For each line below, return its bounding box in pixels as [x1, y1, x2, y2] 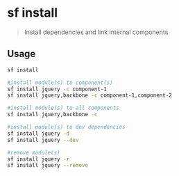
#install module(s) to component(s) [7, 79, 113, 86]
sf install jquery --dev [7, 136, 79, 143]
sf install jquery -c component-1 [7, 86, 108, 93]
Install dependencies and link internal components [24, 28, 169, 36]
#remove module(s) [7, 149, 60, 156]
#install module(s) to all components [7, 104, 119, 112]
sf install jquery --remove [7, 162, 89, 169]
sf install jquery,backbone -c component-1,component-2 [7, 92, 172, 99]
